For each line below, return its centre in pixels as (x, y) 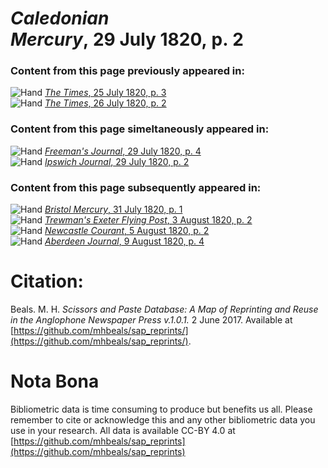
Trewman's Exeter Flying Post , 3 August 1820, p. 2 (148, 220)
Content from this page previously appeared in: (127, 71)
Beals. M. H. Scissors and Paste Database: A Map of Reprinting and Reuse (164, 309)
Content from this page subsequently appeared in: (136, 187)
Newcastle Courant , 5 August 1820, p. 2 (127, 231)
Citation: (47, 281)
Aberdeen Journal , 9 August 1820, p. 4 (124, 241)
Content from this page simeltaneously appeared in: (140, 129)
